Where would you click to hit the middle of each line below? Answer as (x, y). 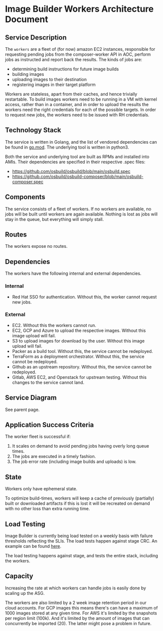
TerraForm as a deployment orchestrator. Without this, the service (78, 356)
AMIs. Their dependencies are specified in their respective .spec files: (75, 162)
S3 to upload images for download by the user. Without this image (78, 341)
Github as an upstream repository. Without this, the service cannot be (82, 367)
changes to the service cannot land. (48, 382)
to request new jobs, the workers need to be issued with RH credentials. (77, 115)
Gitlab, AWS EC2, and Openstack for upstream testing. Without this (79, 377)
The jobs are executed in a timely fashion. (54, 457)
